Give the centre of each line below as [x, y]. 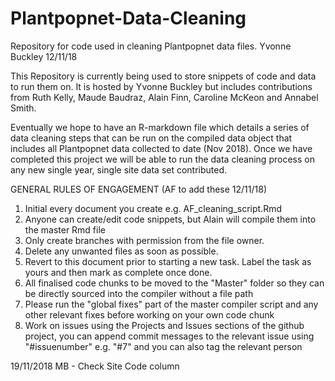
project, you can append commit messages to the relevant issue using [169, 336]
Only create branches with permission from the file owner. [144, 240]
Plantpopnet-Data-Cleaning [128, 18]
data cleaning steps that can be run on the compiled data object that [151, 138]
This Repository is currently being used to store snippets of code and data [163, 76]
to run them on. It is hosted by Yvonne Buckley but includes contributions [161, 86]
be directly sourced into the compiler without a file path [139, 293]
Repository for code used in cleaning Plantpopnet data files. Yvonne [151, 46]
